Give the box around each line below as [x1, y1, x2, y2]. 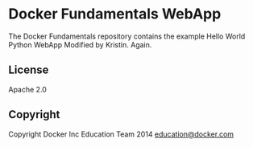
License [8, 63, 49, 77]
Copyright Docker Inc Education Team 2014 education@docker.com [8, 129, 234, 139]
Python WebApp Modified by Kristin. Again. [8, 39, 152, 49]
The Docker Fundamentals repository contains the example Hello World [8, 31, 246, 41]
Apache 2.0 [8, 84, 47, 94]
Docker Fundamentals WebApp [8, 5, 222, 23]
